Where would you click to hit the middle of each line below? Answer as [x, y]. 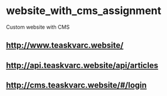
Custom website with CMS [38, 27]
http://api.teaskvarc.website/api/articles [82, 65]
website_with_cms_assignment [84, 11]
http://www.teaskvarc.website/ [65, 45]
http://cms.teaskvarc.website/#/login [76, 85]
